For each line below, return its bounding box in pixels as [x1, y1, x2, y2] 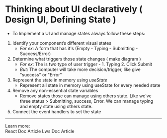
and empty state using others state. [19, 103, 93, 109]
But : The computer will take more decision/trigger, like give [19, 66, 141, 72]
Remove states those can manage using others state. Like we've [19, 93, 152, 99]
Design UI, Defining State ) [5, 14, 116, 25]
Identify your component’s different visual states [12, 40, 112, 46]
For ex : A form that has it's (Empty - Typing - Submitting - [19, 45, 138, 51]
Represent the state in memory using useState [12, 77, 108, 83]
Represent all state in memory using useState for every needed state [19, 82, 161, 88]
